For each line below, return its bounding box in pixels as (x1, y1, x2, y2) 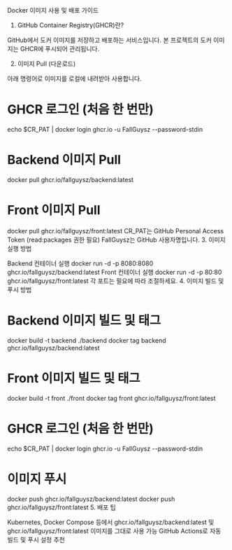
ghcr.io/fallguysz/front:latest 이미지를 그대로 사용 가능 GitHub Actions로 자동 (7, 526, 222, 535)
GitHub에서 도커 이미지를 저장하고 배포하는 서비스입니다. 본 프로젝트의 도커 (7, 36, 212, 44)
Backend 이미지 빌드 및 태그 (7, 312, 161, 328)
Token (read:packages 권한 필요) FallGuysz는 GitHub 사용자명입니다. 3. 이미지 (7, 235, 226, 244)
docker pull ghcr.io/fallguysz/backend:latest (7, 175, 134, 184)
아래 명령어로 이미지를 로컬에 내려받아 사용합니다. (7, 74, 142, 83)
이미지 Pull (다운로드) (17, 60, 76, 68)
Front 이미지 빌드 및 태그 (7, 370, 141, 386)
